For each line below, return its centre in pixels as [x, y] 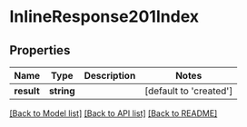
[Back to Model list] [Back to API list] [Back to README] [114, 113]
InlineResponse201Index [104, 17]
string [62, 91]
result [27, 91]
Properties [40, 50]
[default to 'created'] [188, 91]
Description [110, 76]
